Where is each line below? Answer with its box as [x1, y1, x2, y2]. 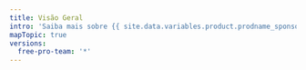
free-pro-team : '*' [17, 47, 92, 56]
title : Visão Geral [9, 13, 84, 23]
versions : [9, 38, 47, 48]
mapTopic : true [9, 30, 67, 39]
